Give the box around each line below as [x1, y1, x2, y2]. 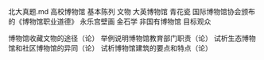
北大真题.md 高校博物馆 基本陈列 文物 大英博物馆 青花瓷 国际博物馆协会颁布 [8, 7, 256, 16]
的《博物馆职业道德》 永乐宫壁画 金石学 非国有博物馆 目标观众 [8, 17, 212, 26]
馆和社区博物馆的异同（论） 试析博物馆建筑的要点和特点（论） [8, 43, 212, 53]
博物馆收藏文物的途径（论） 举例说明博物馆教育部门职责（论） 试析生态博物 [8, 34, 256, 43]
